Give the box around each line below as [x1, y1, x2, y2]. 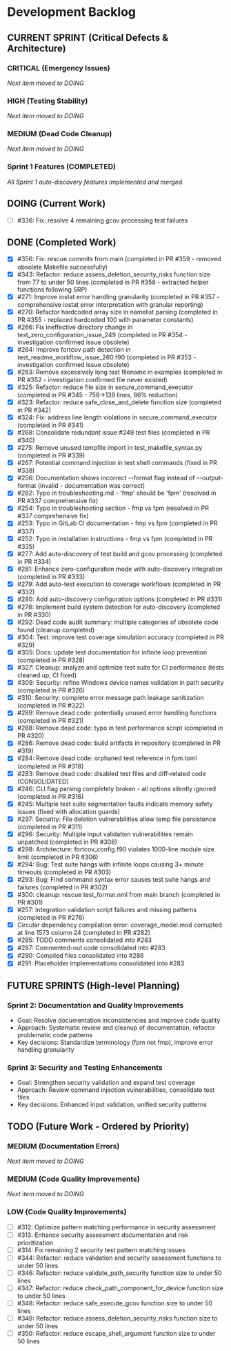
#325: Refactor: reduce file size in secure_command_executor [17, 383, 194, 391]
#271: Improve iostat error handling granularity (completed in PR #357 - [17, 292, 220, 301]
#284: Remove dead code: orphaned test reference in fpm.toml [17, 754, 198, 762]
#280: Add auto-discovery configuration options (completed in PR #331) [17, 595, 223, 603]
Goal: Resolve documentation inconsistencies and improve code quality [17, 1017, 221, 1025]
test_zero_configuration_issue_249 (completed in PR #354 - [17, 330, 188, 339]
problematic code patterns [17, 1031, 93, 1039]
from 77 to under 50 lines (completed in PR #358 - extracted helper [17, 278, 209, 286]
